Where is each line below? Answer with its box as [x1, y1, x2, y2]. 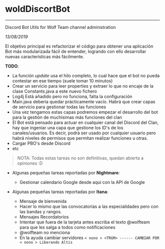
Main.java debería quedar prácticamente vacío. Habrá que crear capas [12, 99, 156, 104]
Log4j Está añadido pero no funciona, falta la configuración [12, 93, 133, 99]
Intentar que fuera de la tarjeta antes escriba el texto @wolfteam [19, 219, 150, 225]
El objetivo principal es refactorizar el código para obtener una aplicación [5, 43, 154, 49]
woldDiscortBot [5, 3, 70, 15]
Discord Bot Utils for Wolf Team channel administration [5, 24, 116, 30]
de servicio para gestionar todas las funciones [12, 104, 107, 110]
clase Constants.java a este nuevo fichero [12, 88, 97, 94]
